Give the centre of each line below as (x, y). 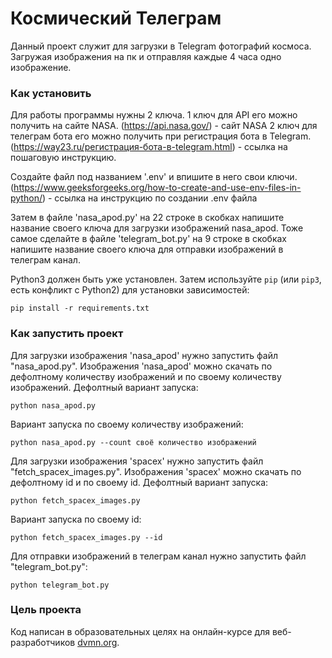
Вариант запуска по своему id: (76, 519)
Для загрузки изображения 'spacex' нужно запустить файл (137, 461)
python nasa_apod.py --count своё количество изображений (133, 442)
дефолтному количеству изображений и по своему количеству (146, 376)
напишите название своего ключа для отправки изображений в (147, 249)
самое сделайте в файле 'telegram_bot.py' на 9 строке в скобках (149, 239)
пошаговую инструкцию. (63, 158)
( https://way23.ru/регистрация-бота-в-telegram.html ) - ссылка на (149, 147)
